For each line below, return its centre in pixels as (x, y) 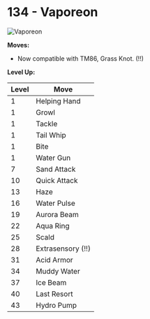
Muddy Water (58, 271)
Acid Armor (54, 260)
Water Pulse (55, 203)
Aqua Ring (53, 225)
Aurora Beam (57, 214)
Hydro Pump (57, 305)
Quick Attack (57, 180)
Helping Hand (58, 101)
